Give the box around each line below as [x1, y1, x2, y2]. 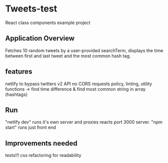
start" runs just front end [5, 124, 56, 130]
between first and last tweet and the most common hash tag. [5, 53, 131, 59]
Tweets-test [5, 3, 58, 15]
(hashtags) [5, 91, 28, 97]
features [5, 67, 33, 76]
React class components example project [5, 20, 91, 26]
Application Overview [5, 34, 75, 43]
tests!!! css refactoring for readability [5, 152, 82, 158]
